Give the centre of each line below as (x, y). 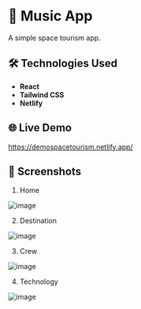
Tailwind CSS (42, 94)
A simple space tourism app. (54, 38)
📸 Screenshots (45, 171)
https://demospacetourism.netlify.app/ (70, 147)
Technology (39, 281)
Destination (38, 221)
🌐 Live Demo (40, 128)
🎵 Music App (50, 16)
